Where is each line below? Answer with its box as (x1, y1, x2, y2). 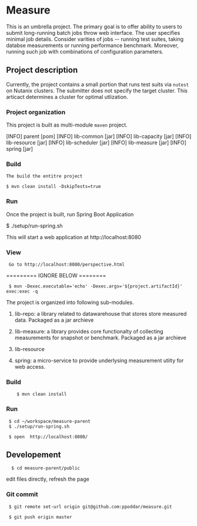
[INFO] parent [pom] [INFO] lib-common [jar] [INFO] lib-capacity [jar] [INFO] (6, 133, 192, 140)
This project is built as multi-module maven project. (6, 121, 128, 128)
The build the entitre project (6, 173, 83, 180)
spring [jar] (6, 145, 34, 153)
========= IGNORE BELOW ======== (6, 272, 106, 279)
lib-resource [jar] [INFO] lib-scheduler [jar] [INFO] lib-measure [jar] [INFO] (6, 139, 186, 146)
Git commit (6, 490, 38, 498)
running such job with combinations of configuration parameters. (6, 48, 163, 55)
